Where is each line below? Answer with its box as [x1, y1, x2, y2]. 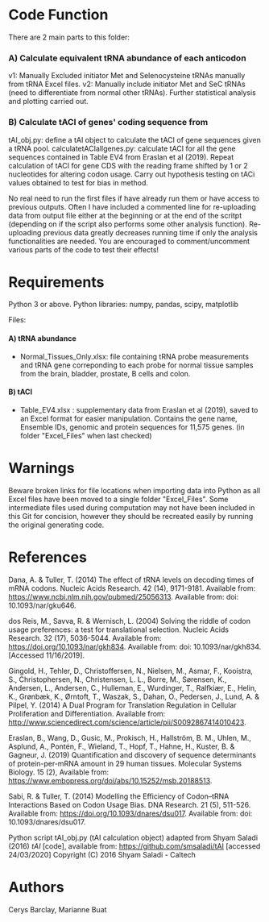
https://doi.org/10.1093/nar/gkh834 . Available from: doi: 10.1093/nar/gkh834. [8, 642, 262, 651]
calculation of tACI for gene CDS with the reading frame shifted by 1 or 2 [8, 160, 248, 170]
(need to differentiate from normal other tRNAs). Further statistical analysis [8, 88, 256, 98]
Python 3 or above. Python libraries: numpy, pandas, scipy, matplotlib [8, 300, 239, 309]
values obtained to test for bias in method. [8, 177, 149, 187]
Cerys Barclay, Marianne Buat [8, 904, 107, 914]
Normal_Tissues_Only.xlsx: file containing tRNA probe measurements [19, 351, 250, 361]
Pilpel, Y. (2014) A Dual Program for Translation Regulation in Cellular [8, 700, 238, 710]
